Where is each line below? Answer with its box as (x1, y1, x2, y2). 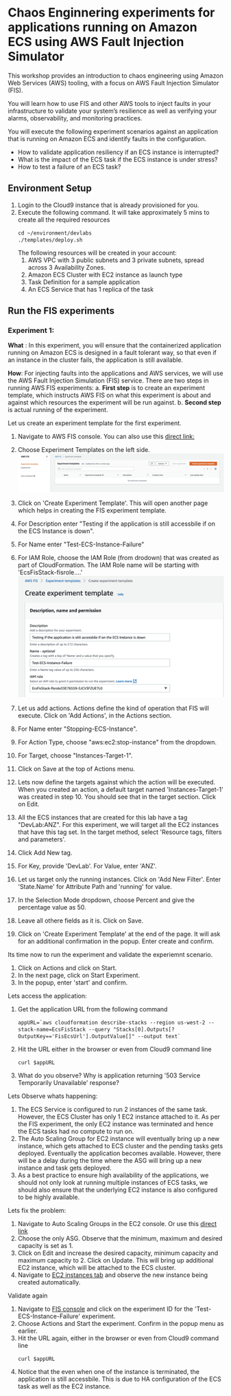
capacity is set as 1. (17, 1242, 74, 1250)
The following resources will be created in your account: (17, 248, 177, 257)
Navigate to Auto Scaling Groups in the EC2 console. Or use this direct (17, 1220, 217, 1228)
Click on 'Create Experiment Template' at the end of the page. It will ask (17, 930, 221, 938)
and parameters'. (17, 835, 66, 844)
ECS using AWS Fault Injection (8, 34, 184, 50)
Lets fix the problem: (8, 1206, 66, 1215)
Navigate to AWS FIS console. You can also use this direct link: (17, 432, 195, 441)
